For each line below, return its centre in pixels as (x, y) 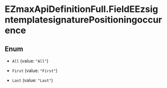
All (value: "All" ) (30, 61)
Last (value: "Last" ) (32, 80)
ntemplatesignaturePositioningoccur (83, 20)
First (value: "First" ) (35, 70)
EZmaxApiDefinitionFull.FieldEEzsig (81, 9)
